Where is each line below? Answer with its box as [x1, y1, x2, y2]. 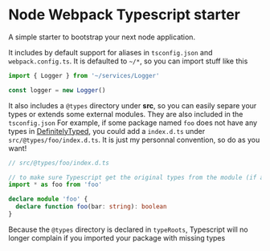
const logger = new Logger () [8, 86, 106, 94]
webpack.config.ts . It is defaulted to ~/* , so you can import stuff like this [8, 56, 248, 66]
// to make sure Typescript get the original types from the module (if [8, 173, 257, 181]
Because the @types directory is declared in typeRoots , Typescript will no [8, 225, 248, 234]
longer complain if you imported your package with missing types [8, 233, 226, 242]
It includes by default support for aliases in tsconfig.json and [8, 47, 213, 57]
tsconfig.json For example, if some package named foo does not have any [8, 118, 258, 128]
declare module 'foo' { [8, 195, 88, 204]
